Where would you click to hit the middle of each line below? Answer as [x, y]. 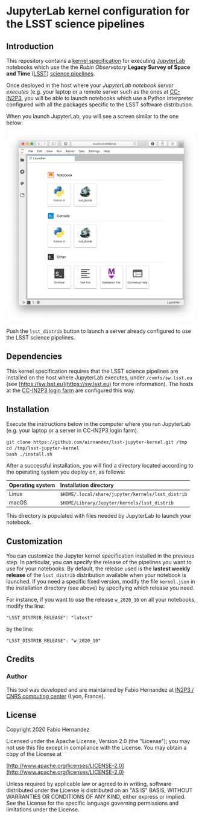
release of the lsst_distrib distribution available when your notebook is [96, 575]
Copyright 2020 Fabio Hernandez [48, 730]
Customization [35, 541]
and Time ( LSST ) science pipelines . [51, 73]
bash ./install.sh [29, 454]
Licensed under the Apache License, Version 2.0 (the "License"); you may [98, 741]
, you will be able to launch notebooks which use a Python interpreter [107, 98]
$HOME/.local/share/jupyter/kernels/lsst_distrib [124, 494]
